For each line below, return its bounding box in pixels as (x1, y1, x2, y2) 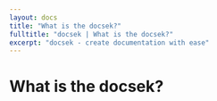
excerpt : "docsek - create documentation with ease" (9, 38, 210, 47)
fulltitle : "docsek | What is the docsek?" (9, 29, 174, 38)
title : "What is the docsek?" (9, 21, 122, 30)
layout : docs (9, 13, 58, 22)
